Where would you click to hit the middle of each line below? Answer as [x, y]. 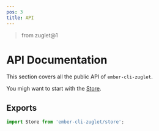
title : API [20, 18]
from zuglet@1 [39, 35]
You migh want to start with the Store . [54, 89]
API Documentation [57, 60]
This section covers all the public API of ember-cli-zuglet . [79, 77]
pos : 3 [15, 12]
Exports [22, 108]
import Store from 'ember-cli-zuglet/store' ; [65, 122]
